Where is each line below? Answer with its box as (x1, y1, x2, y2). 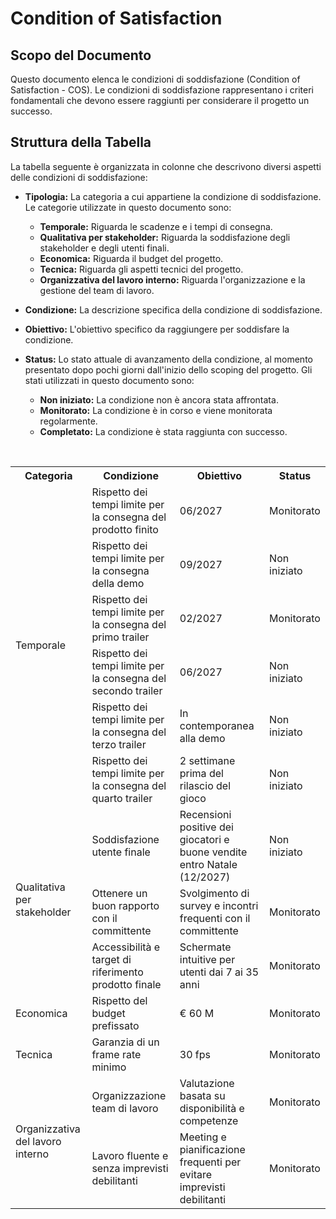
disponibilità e (179, 1101, 245, 1115)
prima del (179, 766, 224, 780)
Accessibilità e (91, 940, 161, 954)
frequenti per (179, 1155, 242, 1169)
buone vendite (179, 845, 248, 859)
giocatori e (179, 832, 230, 846)
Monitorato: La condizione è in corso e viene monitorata (39, 404, 273, 416)
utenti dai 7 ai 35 (179, 965, 260, 979)
